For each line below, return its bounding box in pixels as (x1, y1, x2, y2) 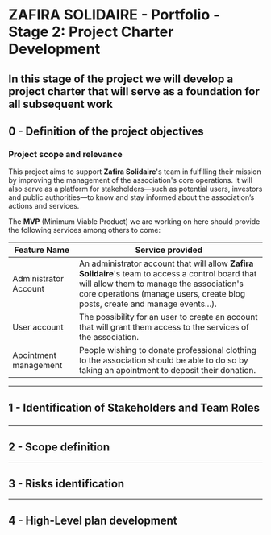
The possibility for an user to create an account (79, 312, 258, 323)
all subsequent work (8, 97, 113, 110)
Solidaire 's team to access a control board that (79, 268, 257, 280)
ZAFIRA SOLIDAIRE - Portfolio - (8, 6, 220, 24)
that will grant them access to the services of (79, 321, 250, 333)
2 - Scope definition (8, 440, 110, 454)
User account (12, 321, 65, 333)
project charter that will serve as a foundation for (8, 85, 260, 98)
